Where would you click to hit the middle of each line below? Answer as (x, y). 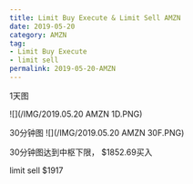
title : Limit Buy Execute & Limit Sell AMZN (95, 18)
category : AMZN (38, 35)
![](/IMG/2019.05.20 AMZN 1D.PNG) (76, 114)
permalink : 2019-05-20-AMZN (63, 69)
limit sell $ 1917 (36, 170)
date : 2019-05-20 (42, 26)
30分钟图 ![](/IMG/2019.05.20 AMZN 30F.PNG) (97, 132)
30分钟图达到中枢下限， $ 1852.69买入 (81, 152)
